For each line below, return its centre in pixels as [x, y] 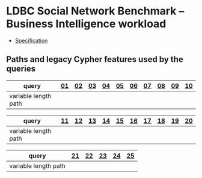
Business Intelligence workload [86, 24]
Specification [31, 40]
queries [21, 69]
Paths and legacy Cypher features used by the [95, 59]
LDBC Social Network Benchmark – [95, 11]
